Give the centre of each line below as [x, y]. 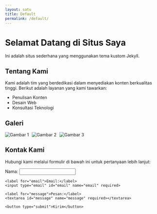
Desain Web [24, 103]
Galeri [14, 123]
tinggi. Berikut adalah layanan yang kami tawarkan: [56, 88]
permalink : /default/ [27, 18]
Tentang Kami [27, 71]
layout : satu [18, 9]
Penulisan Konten [30, 98]
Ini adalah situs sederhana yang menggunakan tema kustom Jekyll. [72, 56]
